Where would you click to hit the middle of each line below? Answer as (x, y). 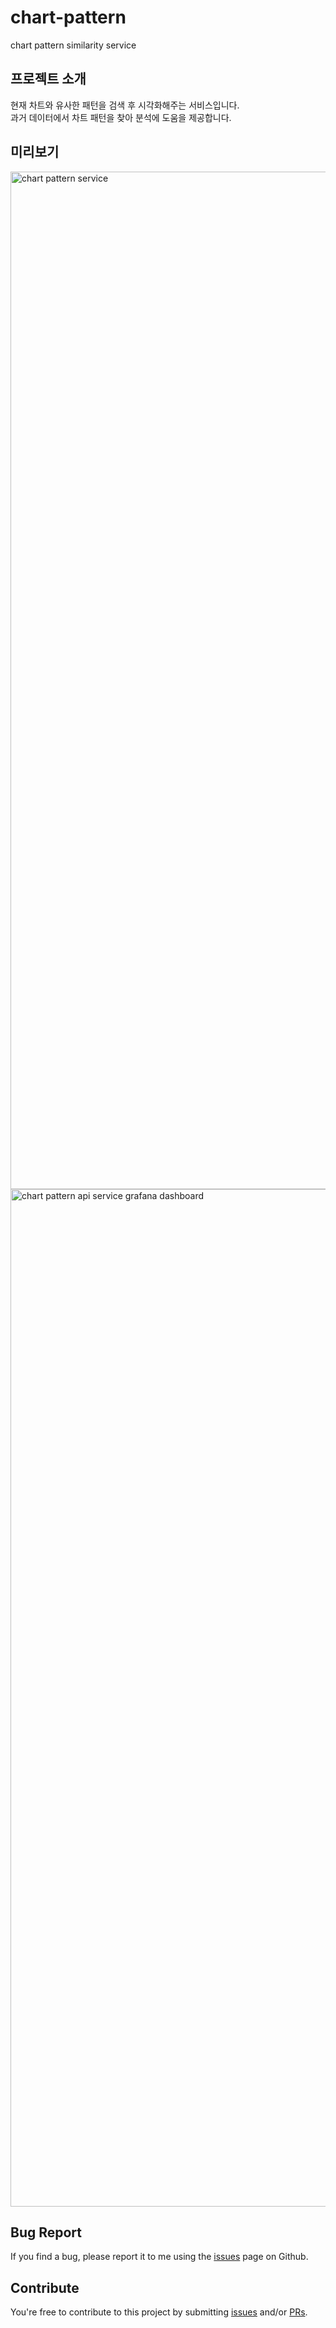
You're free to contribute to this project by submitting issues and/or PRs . (159, 2312)
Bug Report (46, 2232)
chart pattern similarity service (73, 45)
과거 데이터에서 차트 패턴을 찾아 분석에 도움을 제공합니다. (121, 117)
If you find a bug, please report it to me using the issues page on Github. (159, 2257)
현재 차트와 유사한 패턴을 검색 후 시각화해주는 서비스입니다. (125, 105)
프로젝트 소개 (48, 79)
